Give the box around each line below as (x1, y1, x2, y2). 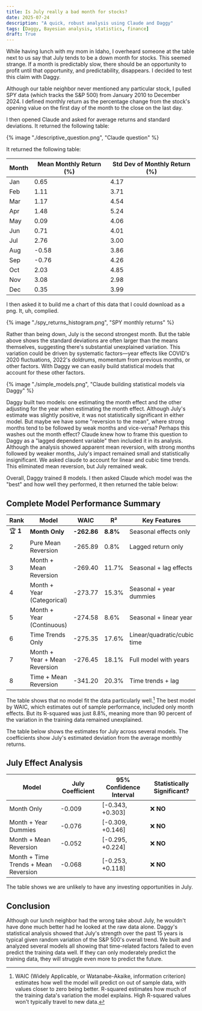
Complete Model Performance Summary (6, 498, 161, 509)
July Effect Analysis (6, 757, 83, 768)
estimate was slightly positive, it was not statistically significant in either (6, 412, 185, 419)
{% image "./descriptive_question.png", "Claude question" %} (6, 134, 159, 142)
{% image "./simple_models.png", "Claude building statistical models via (6, 381, 185, 388)
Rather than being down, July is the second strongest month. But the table (6, 331, 191, 338)
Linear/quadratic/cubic (129, 630, 194, 639)
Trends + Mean (9, 860, 52, 869)
